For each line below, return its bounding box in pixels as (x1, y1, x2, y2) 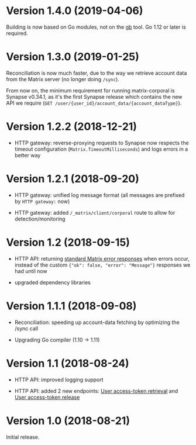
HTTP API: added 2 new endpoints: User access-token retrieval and (14, 387, 178, 394)
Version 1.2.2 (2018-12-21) (6, 120, 137, 133)
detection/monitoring (14, 215, 66, 222)
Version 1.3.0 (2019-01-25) (6, 50, 139, 64)
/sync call (14, 325, 39, 332)
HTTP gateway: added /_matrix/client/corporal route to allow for (14, 209, 176, 216)
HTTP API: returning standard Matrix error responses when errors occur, (14, 255, 190, 262)
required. (6, 29, 28, 36)
